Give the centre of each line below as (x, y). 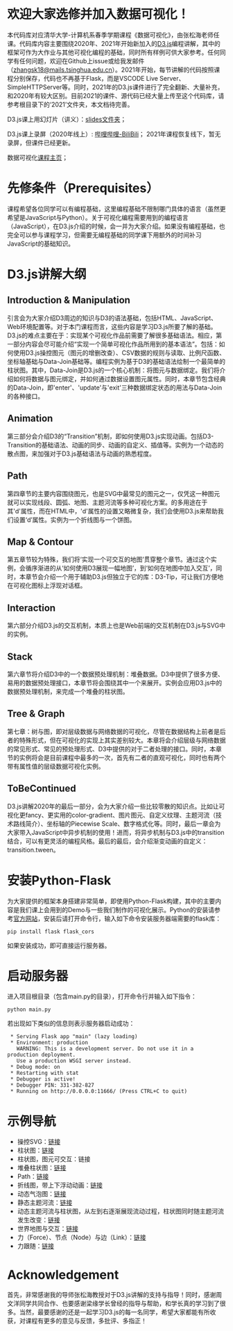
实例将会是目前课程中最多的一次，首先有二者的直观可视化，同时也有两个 (122, 757)
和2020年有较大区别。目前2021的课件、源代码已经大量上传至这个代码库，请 (116, 95)
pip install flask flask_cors (51, 932)
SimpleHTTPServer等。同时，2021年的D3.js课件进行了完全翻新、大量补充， (115, 87)
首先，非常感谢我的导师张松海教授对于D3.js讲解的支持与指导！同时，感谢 (112, 1295)
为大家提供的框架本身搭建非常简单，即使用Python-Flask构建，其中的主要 (111, 901)
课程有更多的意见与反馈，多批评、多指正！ (86, 1321)
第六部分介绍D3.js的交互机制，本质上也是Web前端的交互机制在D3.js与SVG (113, 625)
